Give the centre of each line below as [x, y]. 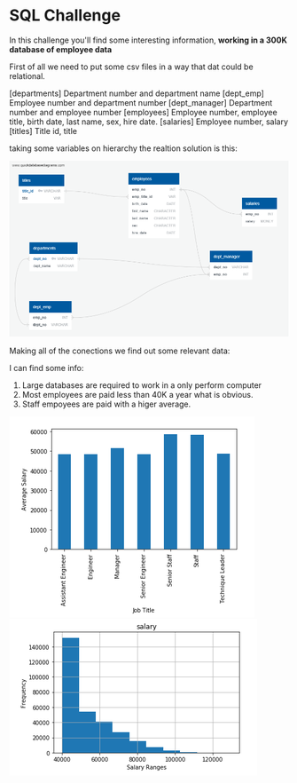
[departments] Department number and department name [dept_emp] [137, 93]
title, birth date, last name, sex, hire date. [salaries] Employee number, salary [149, 122]
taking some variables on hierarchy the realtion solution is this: [123, 148]
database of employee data [61, 49]
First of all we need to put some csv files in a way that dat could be [132, 67]
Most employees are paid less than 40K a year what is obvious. [138, 394]
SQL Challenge [65, 16]
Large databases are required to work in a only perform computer [142, 385]
